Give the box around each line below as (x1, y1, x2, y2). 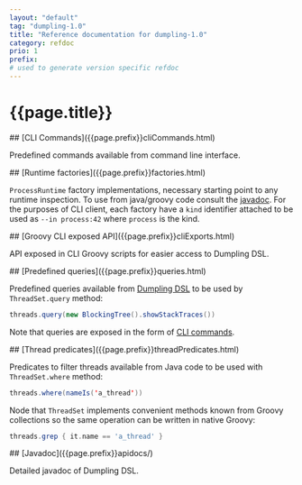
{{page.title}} (9, 103, 113, 123)
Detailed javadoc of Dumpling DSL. (9, 465, 140, 476)
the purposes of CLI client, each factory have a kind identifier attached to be (9, 204, 294, 215)
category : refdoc (9, 38, 75, 48)
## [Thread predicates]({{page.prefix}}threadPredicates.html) (9, 343, 240, 354)
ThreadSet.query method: (9, 292, 104, 303)
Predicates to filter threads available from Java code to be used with (9, 361, 263, 372)
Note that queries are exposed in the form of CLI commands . (9, 326, 235, 337)
